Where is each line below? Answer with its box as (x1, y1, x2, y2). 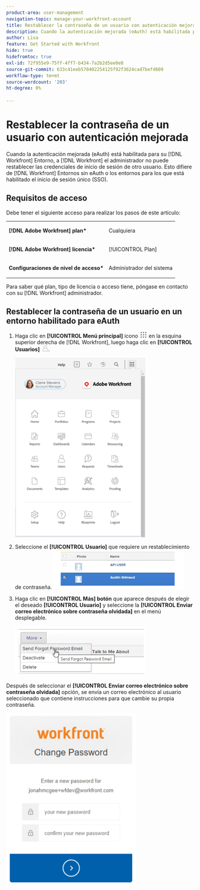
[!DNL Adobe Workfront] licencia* (8, 245, 96, 253)
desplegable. (14, 614, 47, 621)
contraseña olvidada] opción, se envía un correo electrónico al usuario (6, 689, 182, 696)
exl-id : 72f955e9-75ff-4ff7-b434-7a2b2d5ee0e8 (6, 60, 124, 66)
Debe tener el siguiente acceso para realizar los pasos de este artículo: (6, 209, 180, 216)
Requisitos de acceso (6, 193, 87, 203)
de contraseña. (14, 584, 52, 591)
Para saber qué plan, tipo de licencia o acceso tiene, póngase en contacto (6, 283, 189, 290)
